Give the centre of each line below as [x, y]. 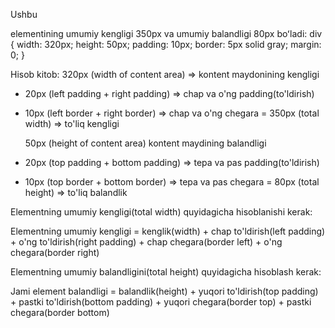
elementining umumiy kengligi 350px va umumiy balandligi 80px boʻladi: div [166, 33]
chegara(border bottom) [60, 312]
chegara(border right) [55, 252]
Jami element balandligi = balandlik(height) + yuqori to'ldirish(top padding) [164, 291]
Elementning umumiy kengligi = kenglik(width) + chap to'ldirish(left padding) [168, 231]
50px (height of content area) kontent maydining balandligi [145, 143]
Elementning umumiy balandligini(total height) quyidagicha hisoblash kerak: [166, 272]
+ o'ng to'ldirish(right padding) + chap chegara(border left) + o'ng [146, 242]
